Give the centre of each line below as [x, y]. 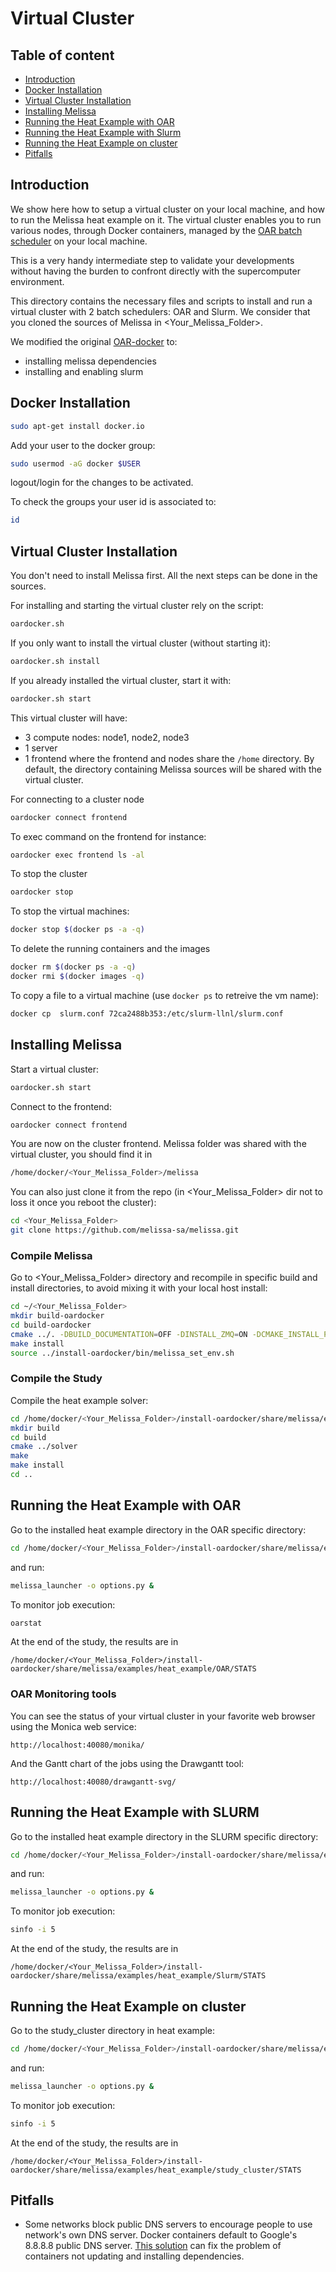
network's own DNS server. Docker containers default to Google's [161, 2235]
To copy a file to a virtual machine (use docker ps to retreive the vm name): [164, 995]
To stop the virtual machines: [70, 911]
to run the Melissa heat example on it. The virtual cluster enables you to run [166, 219]
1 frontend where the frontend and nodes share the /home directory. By [169, 758]
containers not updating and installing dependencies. [134, 2256]
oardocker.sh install [55, 661]
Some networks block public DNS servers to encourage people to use [168, 2224]
